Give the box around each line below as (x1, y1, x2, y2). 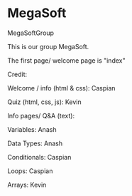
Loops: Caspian (7, 166, 53, 175)
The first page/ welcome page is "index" (7, 56, 126, 65)
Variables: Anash (7, 125, 57, 133)
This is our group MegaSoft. (7, 42, 89, 51)
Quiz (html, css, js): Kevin (7, 98, 82, 106)
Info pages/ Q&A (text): (7, 111, 75, 120)
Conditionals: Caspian (7, 153, 72, 161)
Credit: (7, 70, 28, 78)
